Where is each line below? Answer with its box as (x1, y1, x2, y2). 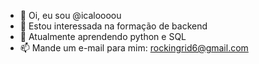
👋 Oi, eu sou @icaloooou (19, 10, 122, 21)
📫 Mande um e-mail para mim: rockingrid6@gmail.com (19, 42, 249, 54)
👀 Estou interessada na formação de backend (19, 20, 208, 32)
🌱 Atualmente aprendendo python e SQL (19, 31, 187, 42)
